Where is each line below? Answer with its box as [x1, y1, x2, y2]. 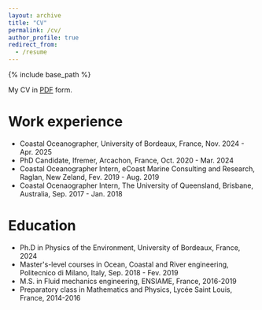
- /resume [15, 48, 47, 56]
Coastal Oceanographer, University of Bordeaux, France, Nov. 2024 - [19, 139, 245, 148]
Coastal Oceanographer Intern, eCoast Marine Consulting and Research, [19, 163, 256, 174]
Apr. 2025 [19, 147, 53, 156]
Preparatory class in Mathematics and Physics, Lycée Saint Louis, [19, 285, 233, 294]
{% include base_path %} [8, 70, 91, 79]
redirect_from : [8, 41, 58, 49]
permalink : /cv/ [8, 26, 61, 34]
